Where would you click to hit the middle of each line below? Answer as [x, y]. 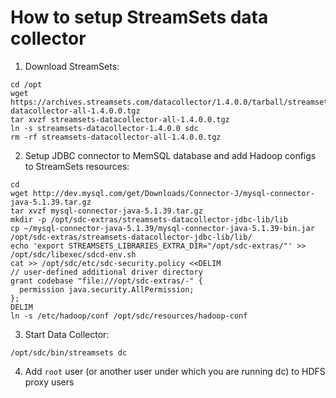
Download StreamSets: [72, 66]
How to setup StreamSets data [139, 17]
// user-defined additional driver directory [106, 272]
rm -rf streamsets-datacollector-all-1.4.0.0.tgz [116, 137]
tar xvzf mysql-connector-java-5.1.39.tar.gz [106, 211]
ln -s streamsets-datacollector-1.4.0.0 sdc [104, 128]
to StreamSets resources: [77, 166]
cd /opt [26, 84]
